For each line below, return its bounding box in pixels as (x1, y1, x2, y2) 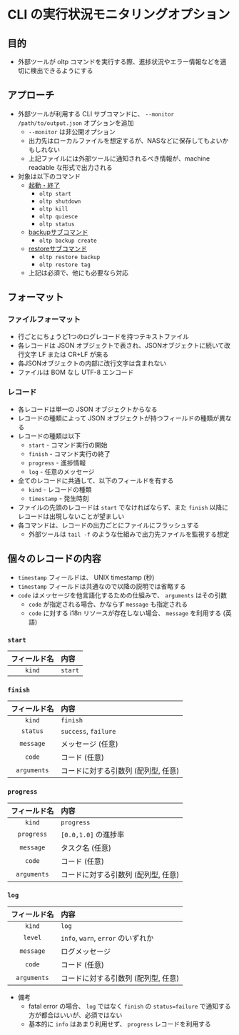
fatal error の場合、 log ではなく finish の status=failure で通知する (28, 1001, 231, 1010)
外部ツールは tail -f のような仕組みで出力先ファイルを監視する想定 (28, 530, 230, 538)
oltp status (39, 221, 75, 228)
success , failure (60, 726, 116, 736)
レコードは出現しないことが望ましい (17, 512, 125, 520)
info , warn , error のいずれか (60, 933, 154, 943)
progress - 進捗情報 (28, 458, 86, 467)
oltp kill (39, 205, 68, 213)
